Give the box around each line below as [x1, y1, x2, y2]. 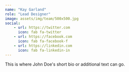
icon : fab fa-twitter [17, 30, 62, 35]
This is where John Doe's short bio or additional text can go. [5, 61, 125, 67]
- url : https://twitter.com [14, 25, 70, 30]
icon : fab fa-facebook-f [17, 39, 68, 44]
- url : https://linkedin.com [14, 43, 72, 48]
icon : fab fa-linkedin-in [17, 48, 70, 53]
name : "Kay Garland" [5, 7, 47, 12]
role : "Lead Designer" [5, 12, 51, 17]
